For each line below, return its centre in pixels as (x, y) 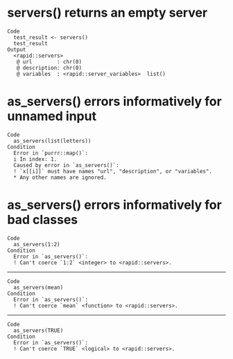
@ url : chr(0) (49, 62)
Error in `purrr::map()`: (51, 153)
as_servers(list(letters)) (52, 141)
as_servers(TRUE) (38, 330)
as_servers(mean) (38, 287)
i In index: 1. (35, 159)
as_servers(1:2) (37, 244)
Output (17, 49)
